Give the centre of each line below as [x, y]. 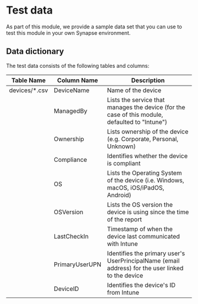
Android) [119, 195]
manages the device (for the [146, 107]
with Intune [123, 244]
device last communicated [143, 236]
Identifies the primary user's [146, 253]
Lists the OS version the [140, 204]
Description [148, 80]
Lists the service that [136, 100]
